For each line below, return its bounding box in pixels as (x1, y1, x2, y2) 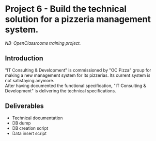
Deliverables (5, 102, 44, 110)
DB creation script (12, 125, 48, 131)
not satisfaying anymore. (5, 77, 55, 83)
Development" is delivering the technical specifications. (5, 88, 116, 93)
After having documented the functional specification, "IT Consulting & (5, 83, 146, 88)
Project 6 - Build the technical (5, 3, 127, 15)
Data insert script (12, 130, 47, 136)
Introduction (5, 54, 44, 63)
